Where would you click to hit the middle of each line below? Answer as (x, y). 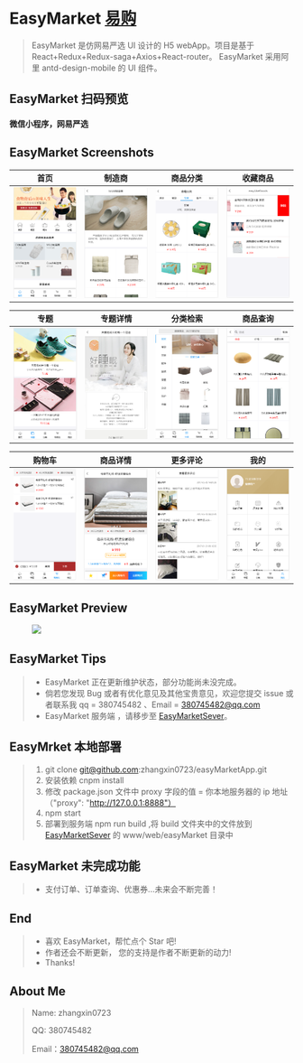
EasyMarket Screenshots (82, 153)
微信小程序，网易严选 (49, 124)
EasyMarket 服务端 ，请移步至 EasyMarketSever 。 (138, 715)
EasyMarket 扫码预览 (69, 99)
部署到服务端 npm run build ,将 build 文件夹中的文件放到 (148, 824)
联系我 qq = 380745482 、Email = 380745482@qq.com (156, 704)
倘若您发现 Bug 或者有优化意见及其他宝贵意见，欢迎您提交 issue (164, 693)
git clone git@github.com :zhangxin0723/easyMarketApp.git (156, 769)
